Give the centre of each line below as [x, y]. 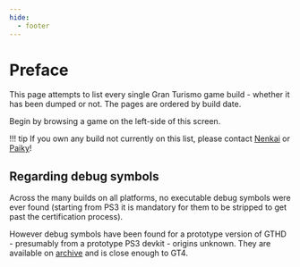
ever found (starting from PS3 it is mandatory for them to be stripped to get [148, 207]
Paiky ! [21, 148]
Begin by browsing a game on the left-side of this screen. [115, 121]
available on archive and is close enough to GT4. [99, 253]
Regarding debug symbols [84, 176]
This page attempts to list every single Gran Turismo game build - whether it [150, 95]
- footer [34, 26]
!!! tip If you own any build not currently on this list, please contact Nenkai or [150, 138]
